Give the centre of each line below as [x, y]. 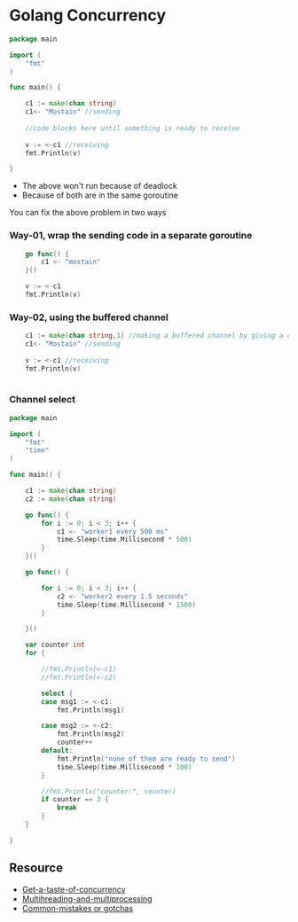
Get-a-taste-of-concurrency [74, 889]
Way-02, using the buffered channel [89, 317]
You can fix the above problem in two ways [88, 213]
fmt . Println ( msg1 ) [90, 710]
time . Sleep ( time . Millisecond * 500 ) [124, 540]
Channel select [42, 400]
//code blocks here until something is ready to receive [133, 128]
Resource [36, 868]
